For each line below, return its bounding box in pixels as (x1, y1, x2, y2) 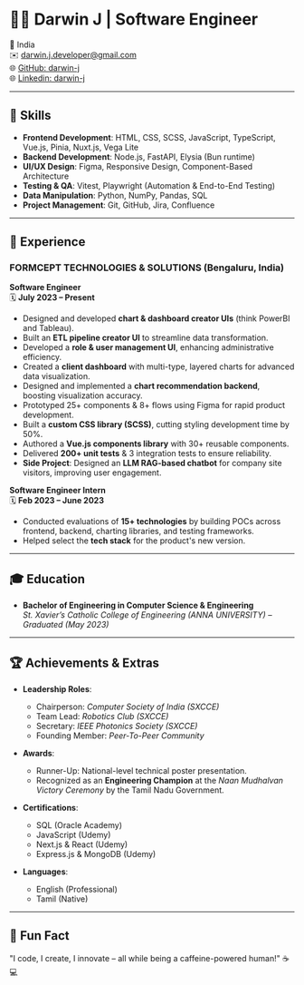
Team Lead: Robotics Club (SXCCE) (35, 711, 169, 722)
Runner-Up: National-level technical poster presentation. (35, 766, 247, 776)
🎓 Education (9, 571, 86, 587)
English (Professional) (35, 884, 118, 895)
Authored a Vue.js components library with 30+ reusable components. (22, 438, 290, 449)
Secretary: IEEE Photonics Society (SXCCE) (35, 721, 198, 732)
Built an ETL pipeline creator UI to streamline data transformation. (22, 332, 269, 344)
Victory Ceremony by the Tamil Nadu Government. (35, 785, 224, 795)
